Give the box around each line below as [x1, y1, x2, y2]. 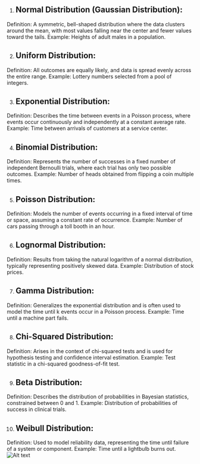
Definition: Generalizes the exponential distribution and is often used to [7, 301, 181, 309]
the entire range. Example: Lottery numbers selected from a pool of [7, 73, 172, 80]
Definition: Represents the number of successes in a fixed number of [7, 158, 176, 165]
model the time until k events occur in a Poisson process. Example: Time [7, 308, 185, 315]
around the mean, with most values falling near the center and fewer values [7, 27, 192, 34]
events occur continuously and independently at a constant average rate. [7, 119, 186, 126]
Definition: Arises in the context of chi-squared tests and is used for [7, 347, 173, 354]
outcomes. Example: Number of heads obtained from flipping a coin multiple [7, 171, 194, 178]
